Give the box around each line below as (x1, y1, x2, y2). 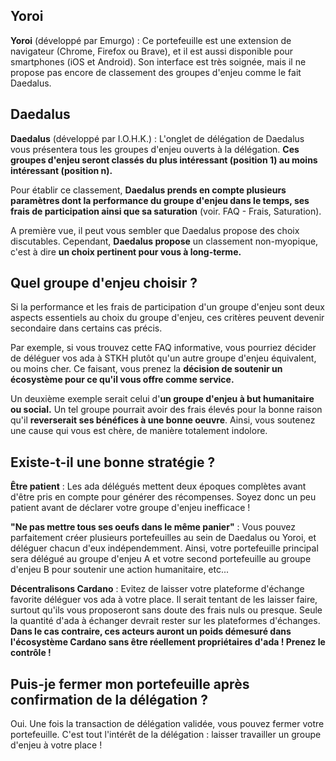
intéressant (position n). (10, 164, 113, 176)
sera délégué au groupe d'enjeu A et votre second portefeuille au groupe (10, 553, 312, 565)
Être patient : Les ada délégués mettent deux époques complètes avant (10, 480, 307, 493)
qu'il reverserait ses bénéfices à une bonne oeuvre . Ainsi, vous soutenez (10, 414, 316, 426)
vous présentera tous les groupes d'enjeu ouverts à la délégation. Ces (10, 143, 300, 155)
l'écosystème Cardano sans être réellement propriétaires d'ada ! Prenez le (10, 636, 326, 648)
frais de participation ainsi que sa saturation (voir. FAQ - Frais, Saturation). (10, 205, 322, 217)
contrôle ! (10, 647, 52, 659)
